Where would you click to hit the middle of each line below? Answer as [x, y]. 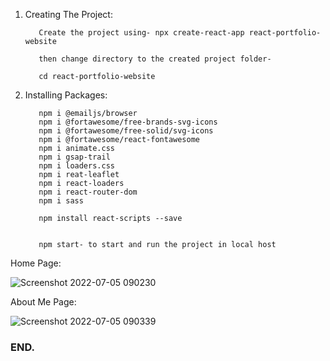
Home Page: [36, 263]
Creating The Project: [68, 14]
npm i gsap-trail [74, 157]
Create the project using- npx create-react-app [141, 33]
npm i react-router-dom [88, 192]
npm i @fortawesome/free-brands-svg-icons [128, 122]
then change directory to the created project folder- [155, 59]
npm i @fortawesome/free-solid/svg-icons [126, 131]
